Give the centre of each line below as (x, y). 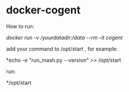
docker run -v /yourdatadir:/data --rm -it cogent (64, 37)
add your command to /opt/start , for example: (62, 49)
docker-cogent (43, 10)
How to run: (20, 26)
